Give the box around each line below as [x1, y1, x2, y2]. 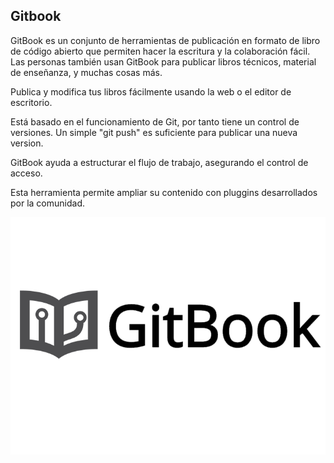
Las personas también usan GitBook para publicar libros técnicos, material [10, 55, 317, 68]
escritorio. [10, 96, 53, 108]
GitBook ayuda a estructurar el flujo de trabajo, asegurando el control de [10, 156, 309, 168]
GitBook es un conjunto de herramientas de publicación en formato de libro [10, 34, 321, 46]
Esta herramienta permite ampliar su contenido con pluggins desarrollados [10, 186, 318, 198]
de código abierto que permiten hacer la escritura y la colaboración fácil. [10, 45, 311, 57]
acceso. [10, 167, 43, 179]
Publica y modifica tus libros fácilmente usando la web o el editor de [10, 85, 292, 98]
